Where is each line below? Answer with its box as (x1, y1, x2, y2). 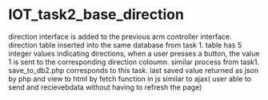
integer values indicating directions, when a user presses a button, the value (8, 48, 260, 58)
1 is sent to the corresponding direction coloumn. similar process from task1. (8, 57, 260, 67)
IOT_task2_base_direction (8, 6, 184, 24)
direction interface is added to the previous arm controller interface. (8, 32, 232, 41)
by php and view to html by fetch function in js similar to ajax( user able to (8, 74, 252, 83)
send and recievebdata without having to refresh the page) (8, 82, 202, 92)
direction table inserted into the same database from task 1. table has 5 (8, 40, 242, 49)
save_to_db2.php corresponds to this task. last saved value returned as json (8, 65, 259, 75)
